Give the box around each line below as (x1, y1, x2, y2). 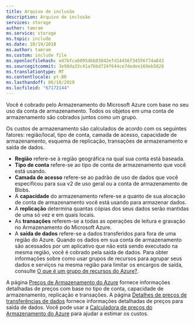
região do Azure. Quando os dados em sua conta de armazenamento (14, 236, 182, 243)
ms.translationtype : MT (6, 69, 65, 75)
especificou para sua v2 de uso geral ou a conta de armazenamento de (14, 180, 188, 187)
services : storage (6, 19, 51, 25)
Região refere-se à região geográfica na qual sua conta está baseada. (14, 155, 185, 162)
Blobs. (14, 186, 31, 193)
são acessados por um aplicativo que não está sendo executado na (14, 242, 178, 250)
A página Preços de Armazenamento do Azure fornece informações (6, 278, 170, 285)
